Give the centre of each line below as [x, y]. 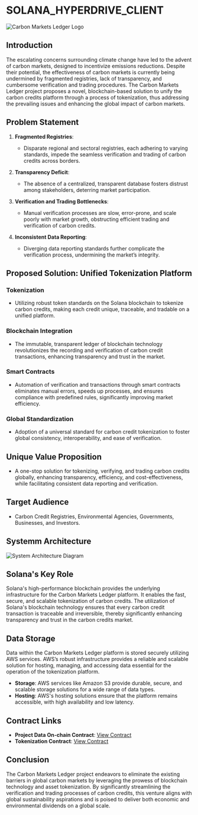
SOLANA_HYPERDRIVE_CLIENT [85, 10]
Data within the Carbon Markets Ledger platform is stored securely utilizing [98, 653]
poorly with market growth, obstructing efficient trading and [96, 219]
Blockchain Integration [39, 331]
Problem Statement [43, 122]
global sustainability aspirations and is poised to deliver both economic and [98, 799]
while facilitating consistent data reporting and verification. [86, 483]
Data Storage [31, 638]
